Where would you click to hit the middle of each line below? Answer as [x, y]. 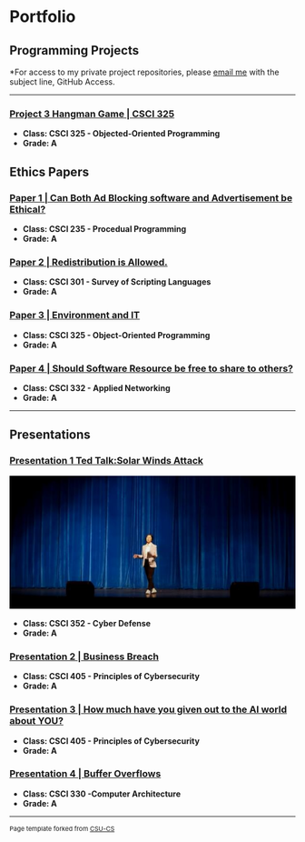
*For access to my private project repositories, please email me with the [144, 72]
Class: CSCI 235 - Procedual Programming [104, 228]
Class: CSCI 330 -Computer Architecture [102, 794]
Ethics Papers [49, 171]
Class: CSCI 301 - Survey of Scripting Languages [117, 282]
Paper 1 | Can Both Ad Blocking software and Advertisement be [151, 197]
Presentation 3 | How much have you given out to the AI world [148, 709]
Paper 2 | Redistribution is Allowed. [89, 262]
